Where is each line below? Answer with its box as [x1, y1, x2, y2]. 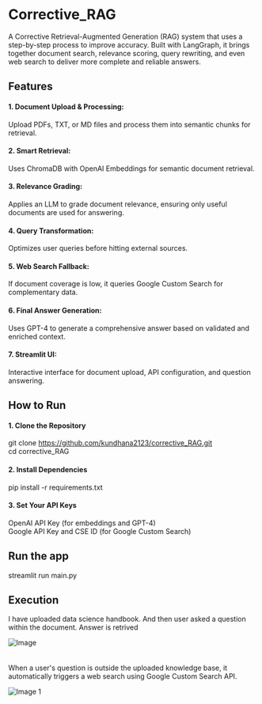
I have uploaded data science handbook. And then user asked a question [8, 615, 247, 624]
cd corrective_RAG [8, 447, 70, 456]
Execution [8, 593, 59, 607]
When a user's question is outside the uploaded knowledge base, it [8, 663, 228, 673]
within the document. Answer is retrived [8, 623, 139, 632]
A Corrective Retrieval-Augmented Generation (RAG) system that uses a [8, 32, 243, 41]
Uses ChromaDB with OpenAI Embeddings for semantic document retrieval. [8, 164, 255, 173]
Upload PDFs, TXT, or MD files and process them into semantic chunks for [8, 119, 251, 129]
